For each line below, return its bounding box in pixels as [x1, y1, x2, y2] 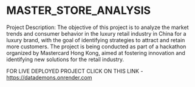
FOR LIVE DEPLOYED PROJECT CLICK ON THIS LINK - [6, 67, 143, 74]
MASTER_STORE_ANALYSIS [6, 4, 151, 18]
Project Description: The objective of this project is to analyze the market [6, 24, 189, 31]
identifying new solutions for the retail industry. [6, 56, 125, 63]
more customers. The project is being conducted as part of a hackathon [6, 43, 186, 50]
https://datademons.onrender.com [6, 74, 92, 81]
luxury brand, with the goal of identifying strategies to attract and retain [6, 36, 185, 43]
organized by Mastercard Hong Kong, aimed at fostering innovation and [6, 49, 185, 56]
